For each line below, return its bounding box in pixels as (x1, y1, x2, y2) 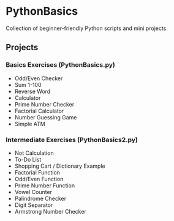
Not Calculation (14, 149, 54, 157)
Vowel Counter (14, 188, 53, 195)
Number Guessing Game (14, 113, 77, 121)
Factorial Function (14, 168, 61, 176)
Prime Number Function (14, 182, 75, 189)
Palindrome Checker (14, 195, 67, 202)
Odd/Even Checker (14, 75, 63, 82)
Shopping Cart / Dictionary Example (14, 162, 105, 170)
